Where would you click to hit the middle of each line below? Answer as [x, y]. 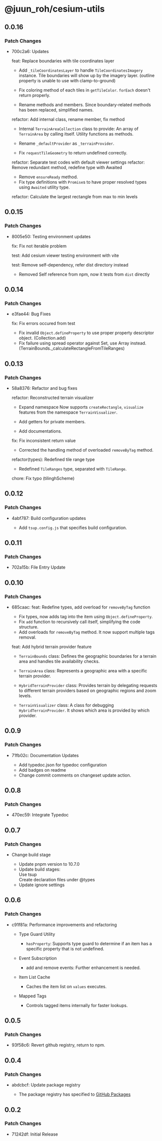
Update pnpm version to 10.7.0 [49, 864]
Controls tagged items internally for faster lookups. [77, 1005]
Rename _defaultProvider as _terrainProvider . [66, 143]
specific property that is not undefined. [65, 949]
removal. [28, 637]
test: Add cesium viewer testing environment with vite [65, 255]
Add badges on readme [42, 770]
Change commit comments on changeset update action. [75, 775]
